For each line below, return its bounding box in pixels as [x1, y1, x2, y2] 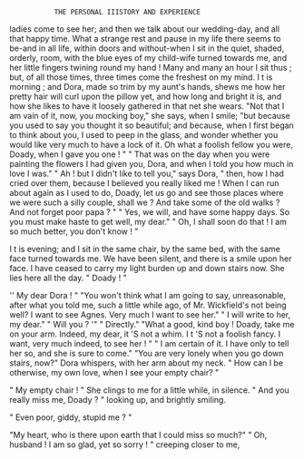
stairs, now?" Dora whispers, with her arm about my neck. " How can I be [9, 357, 284, 368]
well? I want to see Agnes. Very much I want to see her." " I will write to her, [9, 309, 291, 320]
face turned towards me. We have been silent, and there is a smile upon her [9, 253, 292, 264]
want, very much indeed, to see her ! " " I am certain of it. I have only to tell [9, 338, 289, 348]
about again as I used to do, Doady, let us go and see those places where [9, 188, 284, 198]
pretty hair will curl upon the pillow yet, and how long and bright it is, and [9, 91, 282, 102]
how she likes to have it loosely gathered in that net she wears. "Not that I [9, 101, 285, 112]
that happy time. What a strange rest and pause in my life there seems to [9, 34, 281, 44]
